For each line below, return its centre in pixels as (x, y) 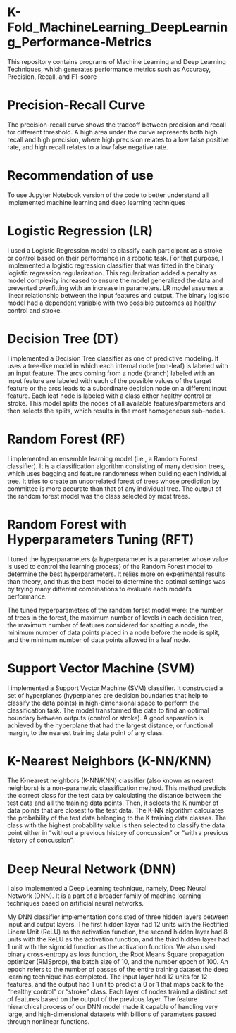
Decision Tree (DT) (63, 338)
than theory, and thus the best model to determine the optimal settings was (116, 581)
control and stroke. (35, 310)
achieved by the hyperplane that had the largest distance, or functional (110, 725)
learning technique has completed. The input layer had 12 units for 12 (107, 977)
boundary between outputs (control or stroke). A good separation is (105, 718)
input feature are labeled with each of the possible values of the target (109, 380)
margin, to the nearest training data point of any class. (86, 732)
